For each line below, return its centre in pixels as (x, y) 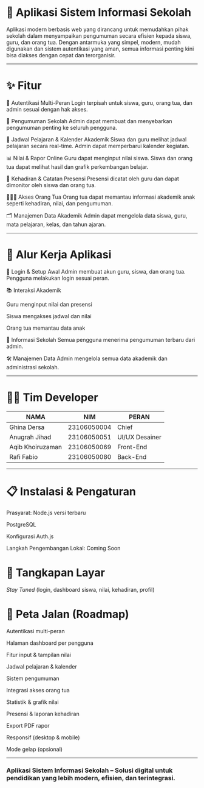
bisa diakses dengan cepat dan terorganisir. (61, 55)
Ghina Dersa (27, 427)
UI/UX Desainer (140, 437)
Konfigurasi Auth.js (30, 536)
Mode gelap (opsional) (34, 749)
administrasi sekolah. (33, 367)
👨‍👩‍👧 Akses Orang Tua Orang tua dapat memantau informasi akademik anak (101, 197)
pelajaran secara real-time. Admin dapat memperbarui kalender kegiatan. (98, 146)
